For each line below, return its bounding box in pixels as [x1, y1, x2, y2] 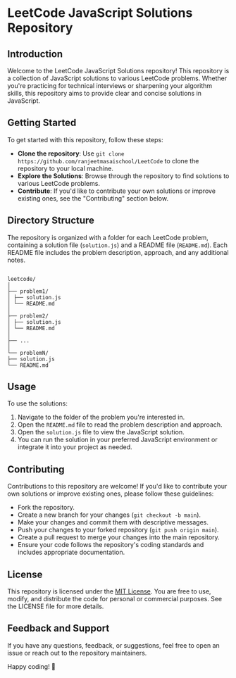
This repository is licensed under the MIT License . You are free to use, [7, 587, 211, 596]
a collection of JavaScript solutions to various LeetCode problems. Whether [7, 74, 228, 82]
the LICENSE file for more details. [7, 602, 104, 610]
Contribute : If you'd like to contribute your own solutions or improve [17, 187, 216, 195]
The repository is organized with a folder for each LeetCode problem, [7, 233, 209, 241]
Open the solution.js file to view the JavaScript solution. [17, 428, 185, 437]
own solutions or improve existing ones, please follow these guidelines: [7, 489, 214, 498]
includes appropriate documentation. [17, 548, 125, 557]
